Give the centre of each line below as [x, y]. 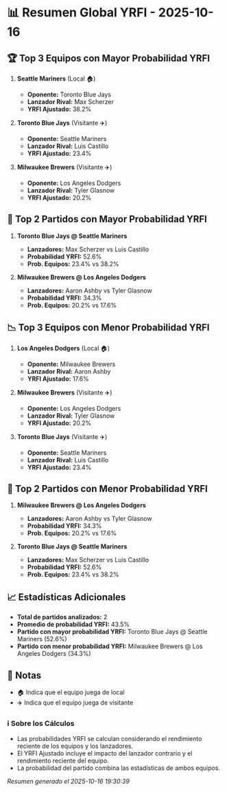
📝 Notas [24, 675]
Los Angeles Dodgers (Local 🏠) [63, 348]
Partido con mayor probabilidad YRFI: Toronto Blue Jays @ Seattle [112, 632]
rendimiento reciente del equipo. [63, 761]
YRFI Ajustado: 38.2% [59, 109]
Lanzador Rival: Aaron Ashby [69, 371]
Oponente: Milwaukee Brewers [71, 364]
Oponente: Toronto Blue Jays [69, 94]
